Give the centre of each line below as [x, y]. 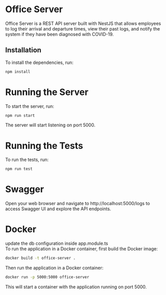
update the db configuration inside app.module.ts [57, 243]
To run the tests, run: [27, 160]
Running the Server [47, 92]
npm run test [19, 169]
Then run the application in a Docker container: [54, 268]
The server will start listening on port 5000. [50, 125]
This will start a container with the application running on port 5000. [76, 287]
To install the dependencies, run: [39, 62]
